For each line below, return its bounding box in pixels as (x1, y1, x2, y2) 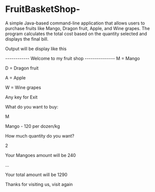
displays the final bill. (5, 36, 48, 42)
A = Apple (5, 74, 26, 80)
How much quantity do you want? (5, 132, 74, 138)
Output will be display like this (5, 45, 66, 51)
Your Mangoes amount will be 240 (5, 152, 76, 158)
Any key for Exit (5, 94, 37, 100)
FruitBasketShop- (5, 3, 80, 15)
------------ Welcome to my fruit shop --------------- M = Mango (5, 55, 140, 61)
